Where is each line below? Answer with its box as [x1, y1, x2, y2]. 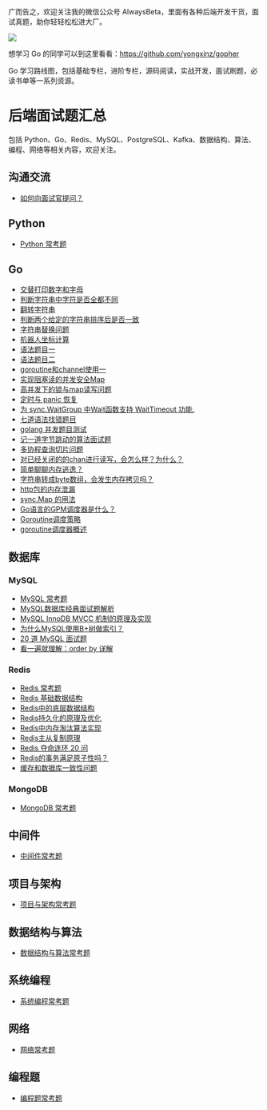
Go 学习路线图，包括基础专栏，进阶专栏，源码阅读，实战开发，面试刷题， [8, 66, 251, 75]
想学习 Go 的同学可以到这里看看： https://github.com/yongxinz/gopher [8, 49, 240, 58]
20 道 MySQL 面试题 [19, 634, 88, 643]
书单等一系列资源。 [14, 76, 78, 86]
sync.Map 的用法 [19, 495, 76, 504]
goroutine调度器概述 [19, 524, 87, 534]
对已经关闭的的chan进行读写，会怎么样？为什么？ [19, 455, 184, 464]
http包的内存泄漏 [19, 484, 76, 494]
